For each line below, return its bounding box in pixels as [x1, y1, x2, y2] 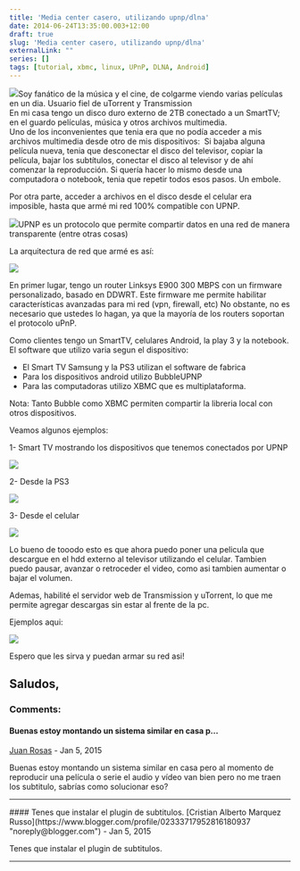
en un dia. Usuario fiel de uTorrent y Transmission [9, 97, 193, 108]
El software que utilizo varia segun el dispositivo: [9, 344, 189, 355]
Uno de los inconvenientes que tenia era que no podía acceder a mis [9, 126, 262, 137]
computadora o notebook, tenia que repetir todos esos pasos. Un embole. [9, 173, 281, 184]
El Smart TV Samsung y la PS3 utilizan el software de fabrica [21, 361, 246, 372]
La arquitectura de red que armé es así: [9, 245, 154, 256]
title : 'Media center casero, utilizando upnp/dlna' [9, 12, 210, 22]
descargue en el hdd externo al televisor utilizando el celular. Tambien [9, 553, 267, 564]
